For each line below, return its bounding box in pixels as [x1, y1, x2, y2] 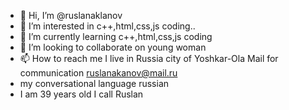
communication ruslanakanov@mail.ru [19, 67, 178, 79]
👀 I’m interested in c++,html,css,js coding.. [19, 20, 196, 32]
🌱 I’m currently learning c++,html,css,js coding [19, 31, 213, 42]
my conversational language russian [19, 78, 170, 89]
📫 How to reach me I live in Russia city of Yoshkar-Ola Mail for [19, 53, 279, 64]
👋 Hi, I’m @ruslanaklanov [19, 10, 123, 21]
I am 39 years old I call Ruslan [19, 88, 144, 100]
